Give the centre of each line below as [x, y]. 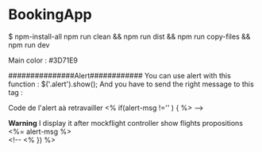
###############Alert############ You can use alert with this [120, 75]
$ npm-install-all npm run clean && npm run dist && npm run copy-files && [129, 36]
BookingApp [50, 15]
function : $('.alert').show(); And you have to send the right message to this [131, 84]
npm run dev [29, 44]
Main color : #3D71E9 [43, 60]
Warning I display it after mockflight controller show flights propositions [126, 123]
